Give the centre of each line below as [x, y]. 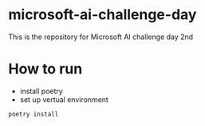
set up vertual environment [64, 99]
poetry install [34, 114]
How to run [45, 69]
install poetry [41, 91]
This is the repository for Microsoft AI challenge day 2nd [101, 37]
